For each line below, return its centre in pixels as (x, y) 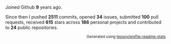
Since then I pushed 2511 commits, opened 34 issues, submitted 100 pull (82, 17)
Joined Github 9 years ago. (34, 7)
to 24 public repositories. (32, 27)
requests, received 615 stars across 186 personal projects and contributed (83, 22)
